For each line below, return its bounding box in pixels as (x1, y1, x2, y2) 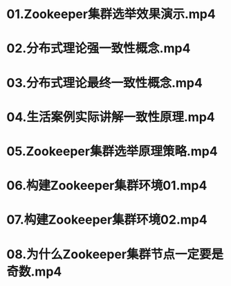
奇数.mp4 (6, 264, 62, 279)
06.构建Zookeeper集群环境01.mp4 (6, 178, 207, 194)
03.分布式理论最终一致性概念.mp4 (6, 75, 203, 91)
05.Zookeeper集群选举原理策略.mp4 (6, 143, 219, 159)
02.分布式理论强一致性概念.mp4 (6, 41, 191, 56)
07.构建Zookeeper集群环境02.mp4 (6, 212, 208, 228)
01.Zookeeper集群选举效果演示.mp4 (6, 6, 216, 22)
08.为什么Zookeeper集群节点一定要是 (6, 247, 224, 262)
